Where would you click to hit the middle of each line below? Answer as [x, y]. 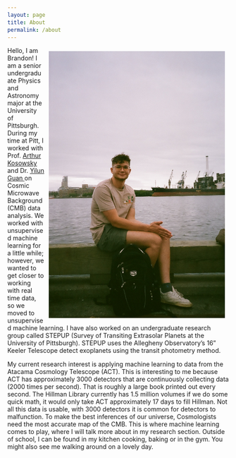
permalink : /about [34, 30]
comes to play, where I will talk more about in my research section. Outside [116, 432]
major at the [25, 103]
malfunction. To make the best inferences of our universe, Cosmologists [112, 417]
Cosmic [18, 186]
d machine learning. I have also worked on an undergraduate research [109, 328]
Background [25, 200]
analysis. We [26, 216]
